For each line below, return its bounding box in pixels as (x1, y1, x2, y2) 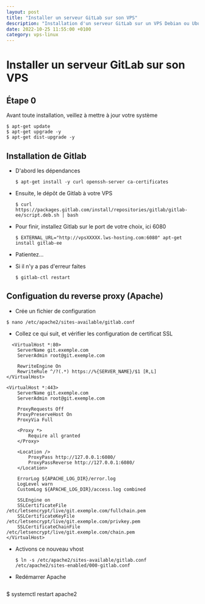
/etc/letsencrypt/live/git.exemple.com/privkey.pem (6, 518, 140, 524)
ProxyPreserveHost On (17, 411, 72, 417)
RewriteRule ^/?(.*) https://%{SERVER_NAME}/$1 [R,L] (17, 368, 157, 375)
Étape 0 (6, 95, 37, 106)
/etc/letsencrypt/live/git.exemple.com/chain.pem (6, 529, 135, 535)
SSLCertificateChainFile (17, 524, 81, 530)
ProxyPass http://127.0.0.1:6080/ (28, 454, 116, 460)
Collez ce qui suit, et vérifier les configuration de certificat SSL (15, 330, 173, 337)
